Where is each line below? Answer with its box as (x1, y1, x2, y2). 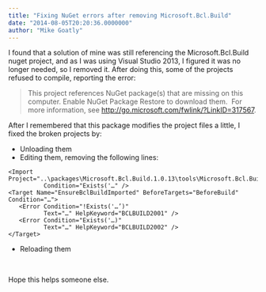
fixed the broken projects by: (8, 129, 102, 138)
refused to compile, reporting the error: (8, 73, 136, 83)
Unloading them (19, 144, 73, 154)
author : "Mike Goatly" (8, 26, 83, 34)
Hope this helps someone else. (8, 275, 109, 285)
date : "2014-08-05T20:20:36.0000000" (8, 19, 133, 27)
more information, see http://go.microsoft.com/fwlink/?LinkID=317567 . (27, 105, 256, 115)
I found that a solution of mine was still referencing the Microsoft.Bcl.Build (8, 48, 249, 58)
